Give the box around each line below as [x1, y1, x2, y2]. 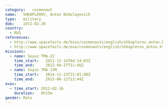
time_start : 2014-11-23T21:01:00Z [14, 72, 91, 77]
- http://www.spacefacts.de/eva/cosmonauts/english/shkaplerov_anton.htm [9, 44, 166, 49]
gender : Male [5, 95, 32, 100]
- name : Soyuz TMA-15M [9, 68, 57, 73]
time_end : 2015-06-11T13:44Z [14, 77, 84, 82]
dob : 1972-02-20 [5, 21, 46, 26]
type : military [5, 16, 41, 21]
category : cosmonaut [5, 7, 52, 12]
